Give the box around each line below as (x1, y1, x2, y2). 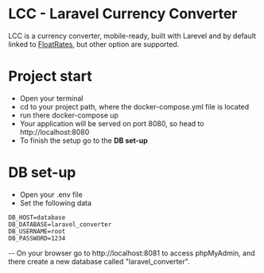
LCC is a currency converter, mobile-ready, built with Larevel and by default (8, 31, 257, 40)
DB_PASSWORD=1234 (8, 234, 66, 242)
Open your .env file (19, 190, 83, 199)
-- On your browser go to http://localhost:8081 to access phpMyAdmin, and (8, 248, 256, 258)
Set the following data (19, 198, 92, 207)
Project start (8, 67, 93, 86)
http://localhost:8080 (19, 127, 90, 136)
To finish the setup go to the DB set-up (19, 136, 149, 145)
